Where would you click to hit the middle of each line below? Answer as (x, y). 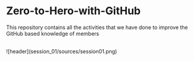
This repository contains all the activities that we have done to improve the (97, 27)
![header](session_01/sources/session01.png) (62, 51)
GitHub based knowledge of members (53, 33)
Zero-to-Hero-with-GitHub (74, 11)
